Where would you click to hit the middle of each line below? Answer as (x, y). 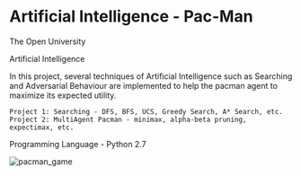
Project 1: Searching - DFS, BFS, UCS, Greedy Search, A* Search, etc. (146, 111)
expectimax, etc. (42, 128)
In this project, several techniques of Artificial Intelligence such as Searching (151, 76)
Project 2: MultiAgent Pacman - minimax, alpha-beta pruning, (128, 119)
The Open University (48, 41)
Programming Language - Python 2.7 (78, 144)
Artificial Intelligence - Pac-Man (131, 17)
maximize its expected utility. (63, 95)
